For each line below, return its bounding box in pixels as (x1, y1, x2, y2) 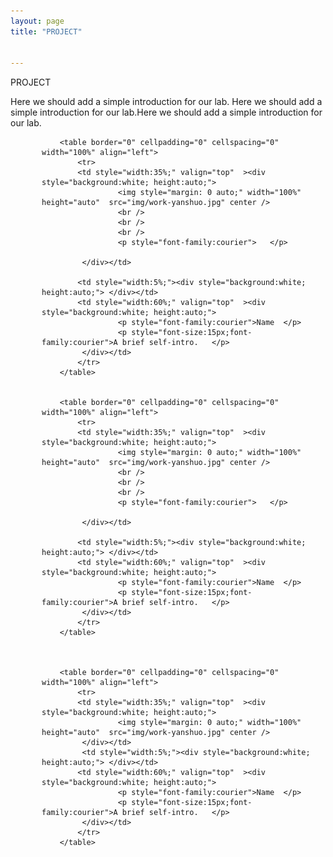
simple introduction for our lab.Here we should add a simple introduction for (10, 106, 323, 119)
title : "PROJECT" (10, 26, 83, 37)
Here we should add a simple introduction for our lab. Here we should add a (10, 96, 323, 108)
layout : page (10, 16, 65, 26)
